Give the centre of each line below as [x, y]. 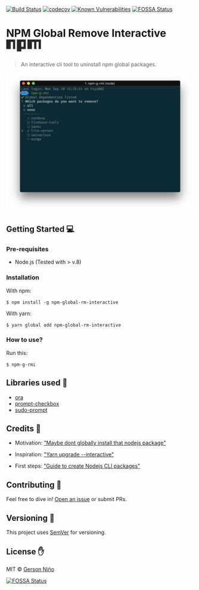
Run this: [17, 353]
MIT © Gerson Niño [30, 569]
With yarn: [19, 313]
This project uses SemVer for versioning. [56, 532]
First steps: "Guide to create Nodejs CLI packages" [77, 466]
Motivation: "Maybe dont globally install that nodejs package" [90, 443]
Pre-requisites [27, 249]
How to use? [24, 340]
